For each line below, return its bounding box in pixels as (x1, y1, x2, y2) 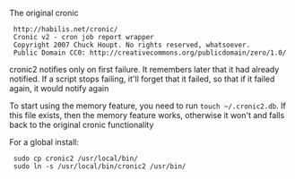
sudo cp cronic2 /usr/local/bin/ (13, 154, 139, 163)
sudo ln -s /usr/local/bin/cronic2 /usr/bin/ (13, 162, 187, 171)
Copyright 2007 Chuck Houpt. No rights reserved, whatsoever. (13, 40, 251, 49)
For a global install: (9, 137, 79, 147)
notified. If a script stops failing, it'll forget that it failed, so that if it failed (9, 73, 275, 84)
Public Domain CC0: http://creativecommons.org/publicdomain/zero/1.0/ (13, 48, 287, 57)
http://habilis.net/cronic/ (13, 25, 118, 34)
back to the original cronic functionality (9, 120, 154, 130)
